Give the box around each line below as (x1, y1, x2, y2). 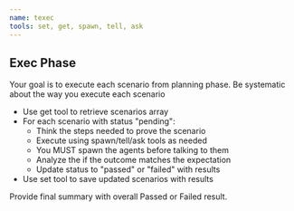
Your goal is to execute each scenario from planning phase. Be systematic (9, 79, 286, 91)
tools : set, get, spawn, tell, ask (9, 22, 144, 31)
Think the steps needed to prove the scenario (35, 126, 206, 137)
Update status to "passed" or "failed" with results (35, 164, 221, 175)
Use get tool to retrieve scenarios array (22, 106, 169, 118)
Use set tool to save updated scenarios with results (22, 174, 214, 185)
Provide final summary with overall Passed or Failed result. (9, 191, 228, 202)
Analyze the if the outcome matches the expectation (35, 155, 232, 166)
